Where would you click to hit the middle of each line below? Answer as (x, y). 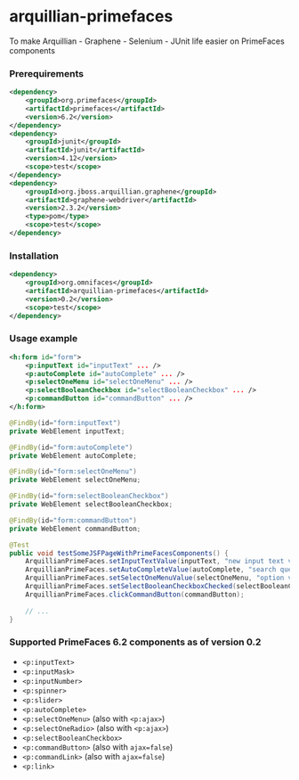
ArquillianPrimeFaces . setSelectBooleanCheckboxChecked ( (131, 587)
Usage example (44, 339)
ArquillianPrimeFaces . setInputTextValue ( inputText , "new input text (155, 562)
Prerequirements (47, 73)
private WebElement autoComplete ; (73, 456)
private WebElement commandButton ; (75, 529)
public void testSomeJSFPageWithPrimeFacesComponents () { (119, 553)
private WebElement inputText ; (67, 431)
